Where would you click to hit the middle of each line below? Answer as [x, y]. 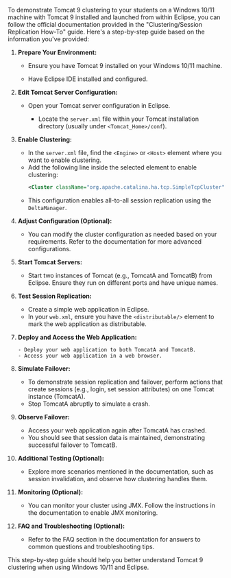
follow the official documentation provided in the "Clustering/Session [105, 24]
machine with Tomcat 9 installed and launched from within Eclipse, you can [114, 17]
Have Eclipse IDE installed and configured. [88, 79]
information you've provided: [49, 39]
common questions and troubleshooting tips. [91, 546]
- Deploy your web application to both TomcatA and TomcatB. [107, 349]
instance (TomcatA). [57, 396]
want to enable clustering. [65, 160]
